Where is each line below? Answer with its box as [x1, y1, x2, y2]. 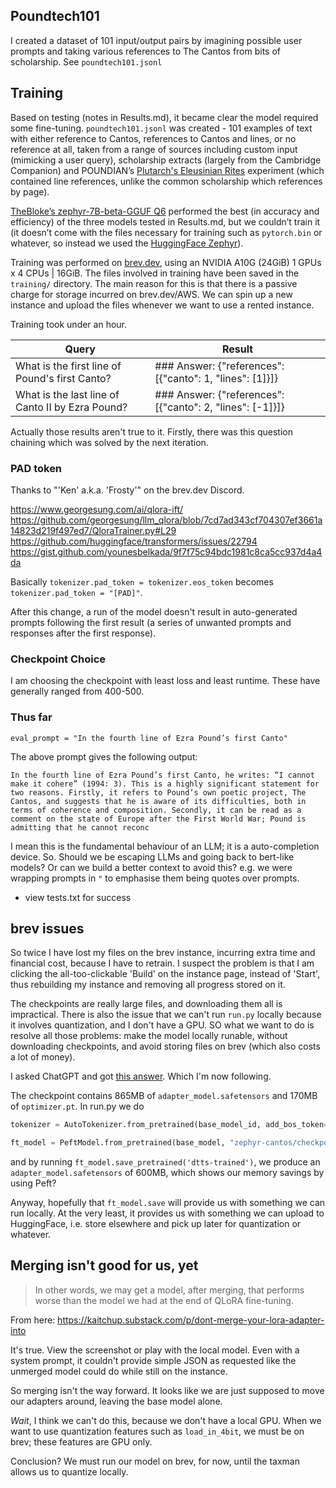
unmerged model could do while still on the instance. [10, 1365, 228, 1377]
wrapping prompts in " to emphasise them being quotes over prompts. [10, 872, 300, 884]
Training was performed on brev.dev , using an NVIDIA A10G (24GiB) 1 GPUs [10, 256, 322, 268]
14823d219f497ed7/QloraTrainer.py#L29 [10, 524, 177, 536]
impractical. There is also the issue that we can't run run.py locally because [10, 1009, 322, 1021]
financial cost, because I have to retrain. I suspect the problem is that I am [10, 957, 315, 969]
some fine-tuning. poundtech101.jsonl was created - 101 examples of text [10, 122, 313, 134]
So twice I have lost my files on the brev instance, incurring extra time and [10, 947, 316, 959]
